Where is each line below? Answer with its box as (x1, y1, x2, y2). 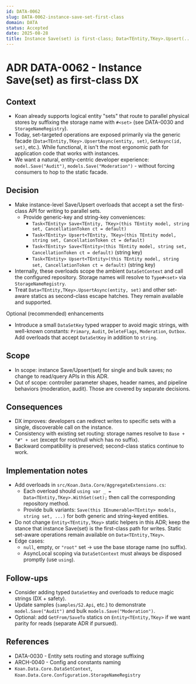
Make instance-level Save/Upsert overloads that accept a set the (14, 201, 171, 208)
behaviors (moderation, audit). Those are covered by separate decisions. (14, 385, 191, 392)
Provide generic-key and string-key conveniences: (23, 214, 146, 221)
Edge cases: (14, 537, 45, 544)
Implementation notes (6, 466, 88, 476)
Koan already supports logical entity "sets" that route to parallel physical (14, 113, 190, 119)
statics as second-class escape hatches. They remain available (31, 292, 184, 299)
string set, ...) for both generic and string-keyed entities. (23, 513, 169, 520)
